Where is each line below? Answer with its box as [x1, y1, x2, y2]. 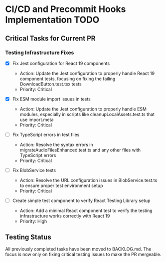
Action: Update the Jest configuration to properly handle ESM [19, 106, 147, 112]
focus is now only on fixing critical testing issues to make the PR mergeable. [5, 251, 162, 257]
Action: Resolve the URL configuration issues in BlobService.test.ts [19, 177, 158, 183]
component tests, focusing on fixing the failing [19, 75, 116, 81]
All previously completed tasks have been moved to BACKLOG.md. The [5, 246, 152, 252]
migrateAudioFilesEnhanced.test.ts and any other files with [19, 147, 141, 153]
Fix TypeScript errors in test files [12, 131, 80, 137]
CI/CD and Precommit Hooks [5, 3, 126, 15]
